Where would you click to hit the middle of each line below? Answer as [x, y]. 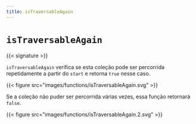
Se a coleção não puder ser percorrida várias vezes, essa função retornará [98, 97]
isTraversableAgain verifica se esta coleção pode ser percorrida [85, 67]
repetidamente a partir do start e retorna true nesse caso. [78, 73]
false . [14, 103]
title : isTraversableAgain [40, 12]
